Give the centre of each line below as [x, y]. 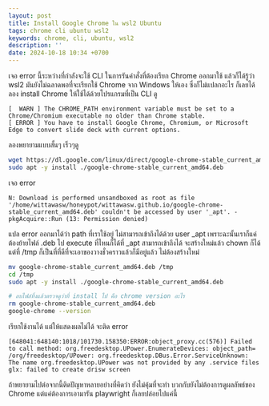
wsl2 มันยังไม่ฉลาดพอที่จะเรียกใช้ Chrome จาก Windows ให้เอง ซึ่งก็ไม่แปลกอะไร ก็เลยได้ [132, 84]
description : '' [35, 46]
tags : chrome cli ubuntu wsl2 [59, 30]
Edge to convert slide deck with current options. [94, 130]
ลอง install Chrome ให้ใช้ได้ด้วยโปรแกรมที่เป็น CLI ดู [83, 94]
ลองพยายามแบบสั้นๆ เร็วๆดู [44, 145]
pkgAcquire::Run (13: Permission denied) [78, 219]
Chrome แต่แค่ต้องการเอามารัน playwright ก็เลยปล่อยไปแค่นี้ [93, 394]
